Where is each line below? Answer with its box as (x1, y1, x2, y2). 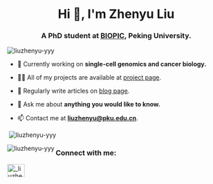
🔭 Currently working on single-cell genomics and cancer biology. (17, 60, 207, 68)
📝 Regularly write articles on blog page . (17, 86, 130, 95)
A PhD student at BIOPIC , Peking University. (41, 31, 192, 41)
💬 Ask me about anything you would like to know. (17, 100, 160, 109)
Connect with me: (55, 148, 117, 158)
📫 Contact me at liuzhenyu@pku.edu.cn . (17, 114, 138, 122)
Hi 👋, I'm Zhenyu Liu (57, 6, 175, 22)
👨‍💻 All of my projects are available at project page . (17, 73, 162, 82)
